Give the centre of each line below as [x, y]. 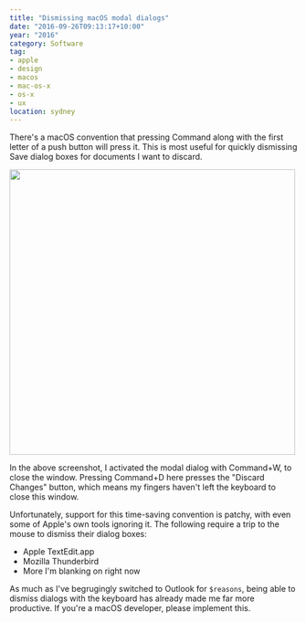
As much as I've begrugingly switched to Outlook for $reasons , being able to [153, 589]
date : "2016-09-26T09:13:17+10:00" [77, 26]
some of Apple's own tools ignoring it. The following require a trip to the [145, 524]
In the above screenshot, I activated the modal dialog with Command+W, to [151, 468]
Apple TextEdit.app [58, 552]
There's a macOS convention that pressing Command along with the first [147, 137]
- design [26, 69]
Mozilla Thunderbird [60, 562]
